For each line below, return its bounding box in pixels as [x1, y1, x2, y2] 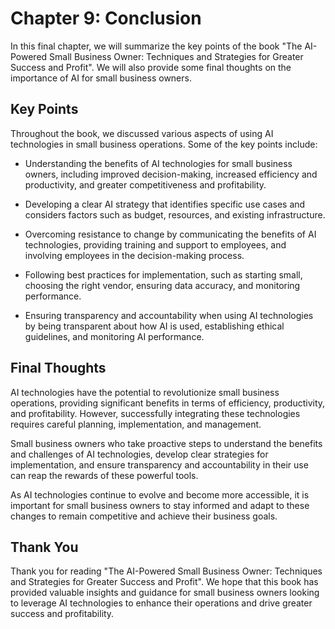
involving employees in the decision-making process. [24, 249, 245, 261]
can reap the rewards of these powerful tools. [10, 469, 199, 481]
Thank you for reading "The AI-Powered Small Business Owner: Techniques [10, 565, 323, 577]
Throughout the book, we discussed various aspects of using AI [10, 127, 274, 139]
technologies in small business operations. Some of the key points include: [10, 138, 318, 150]
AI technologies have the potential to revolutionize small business [10, 386, 280, 398]
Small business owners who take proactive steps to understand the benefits [10, 437, 323, 449]
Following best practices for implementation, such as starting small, [24, 268, 303, 281]
